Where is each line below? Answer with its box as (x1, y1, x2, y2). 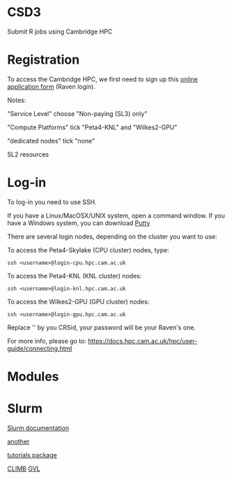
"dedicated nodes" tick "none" (7, 136, 95, 145)
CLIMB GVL (7, 464, 40, 473)
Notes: (7, 96, 26, 104)
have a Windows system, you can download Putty (7, 218, 150, 227)
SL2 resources (7, 150, 49, 158)
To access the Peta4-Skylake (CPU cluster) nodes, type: (7, 245, 169, 254)
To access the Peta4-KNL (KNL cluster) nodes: (7, 271, 142, 280)
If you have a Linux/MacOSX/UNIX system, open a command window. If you (7, 211, 225, 220)
